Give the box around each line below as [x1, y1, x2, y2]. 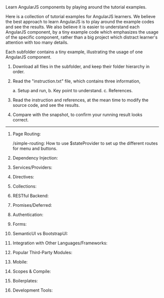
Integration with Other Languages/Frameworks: [12, 240, 108, 246]
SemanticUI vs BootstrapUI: [12, 231, 68, 236]
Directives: [12, 174, 35, 179]
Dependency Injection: [12, 155, 58, 160]
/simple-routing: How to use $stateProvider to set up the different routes [12, 140, 158, 146]
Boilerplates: [12, 278, 38, 283]
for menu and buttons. [12, 146, 57, 151]
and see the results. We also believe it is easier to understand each [5, 24, 140, 30]
